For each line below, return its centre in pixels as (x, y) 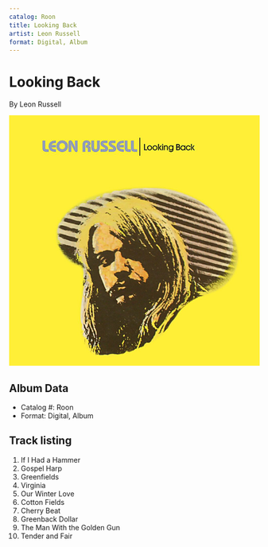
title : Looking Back (43, 25)
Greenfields (39, 476)
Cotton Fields (43, 502)
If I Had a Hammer (50, 460)
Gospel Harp (41, 468)
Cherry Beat (41, 510)
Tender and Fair (47, 536)
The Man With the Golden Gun (70, 527)
